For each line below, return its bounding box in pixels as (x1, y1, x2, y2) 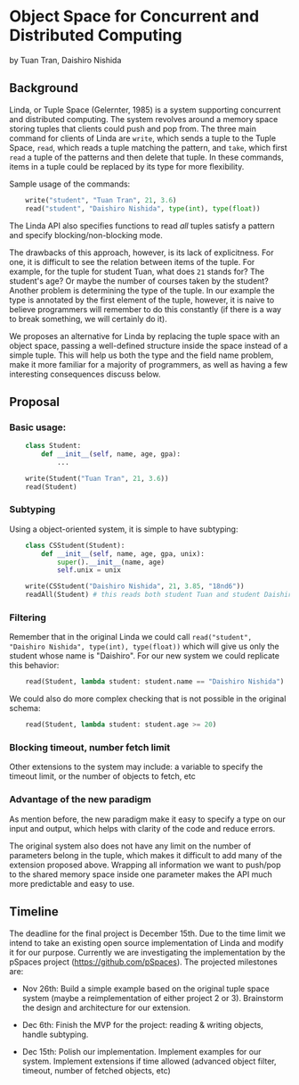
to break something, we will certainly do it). (9, 313, 167, 324)
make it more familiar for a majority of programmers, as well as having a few (9, 359, 288, 369)
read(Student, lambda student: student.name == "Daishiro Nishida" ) (25, 677, 285, 686)
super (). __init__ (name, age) (56, 558, 166, 567)
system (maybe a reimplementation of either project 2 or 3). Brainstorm (21, 992, 284, 1003)
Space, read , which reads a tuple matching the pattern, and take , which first (9, 142, 287, 153)
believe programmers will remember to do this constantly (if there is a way (9, 303, 282, 314)
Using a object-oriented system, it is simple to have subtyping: (9, 524, 238, 534)
